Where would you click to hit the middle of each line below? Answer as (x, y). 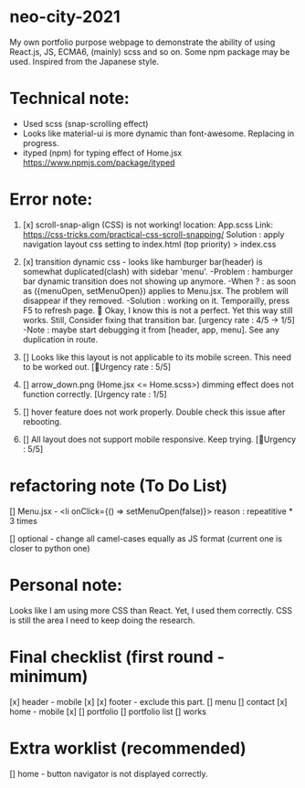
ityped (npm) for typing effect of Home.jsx (102, 152)
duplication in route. (60, 339)
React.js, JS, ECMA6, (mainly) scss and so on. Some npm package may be (150, 51)
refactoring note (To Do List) (119, 486)
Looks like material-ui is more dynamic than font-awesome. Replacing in (158, 133)
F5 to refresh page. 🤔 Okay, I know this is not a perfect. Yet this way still (158, 310)
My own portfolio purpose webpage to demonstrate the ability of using (142, 42)
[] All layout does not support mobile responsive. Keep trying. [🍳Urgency (159, 439)
